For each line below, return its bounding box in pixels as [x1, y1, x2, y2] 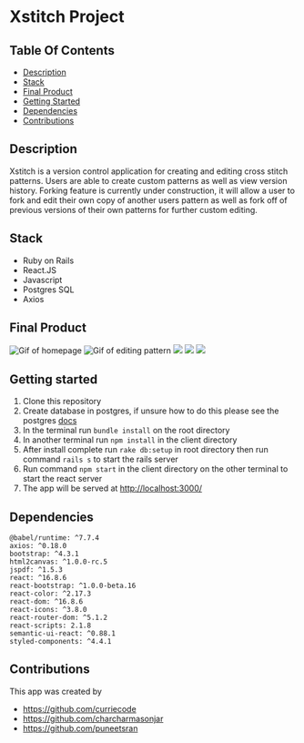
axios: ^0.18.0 [9, 542, 67, 551]
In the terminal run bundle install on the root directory [22, 425, 230, 436]
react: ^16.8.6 [9, 574, 67, 583]
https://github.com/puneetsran [22, 722, 138, 734]
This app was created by [9, 686, 103, 697]
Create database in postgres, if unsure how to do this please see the [22, 405, 279, 416]
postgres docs [22, 415, 77, 426]
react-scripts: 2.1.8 [9, 621, 92, 630]
